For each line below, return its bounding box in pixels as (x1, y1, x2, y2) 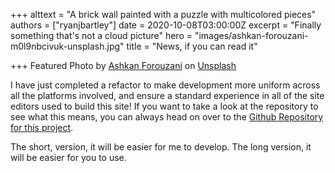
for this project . (10, 122, 74, 133)
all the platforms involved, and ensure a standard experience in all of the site (10, 90, 325, 101)
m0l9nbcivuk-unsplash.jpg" (10, 40, 125, 52)
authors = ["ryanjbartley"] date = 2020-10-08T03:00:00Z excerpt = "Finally (10, 19, 322, 31)
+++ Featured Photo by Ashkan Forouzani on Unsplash (10, 60, 237, 71)
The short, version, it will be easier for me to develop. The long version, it (10, 141, 312, 153)
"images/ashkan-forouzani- (194, 30, 309, 41)
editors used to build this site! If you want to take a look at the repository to (10, 100, 319, 112)
